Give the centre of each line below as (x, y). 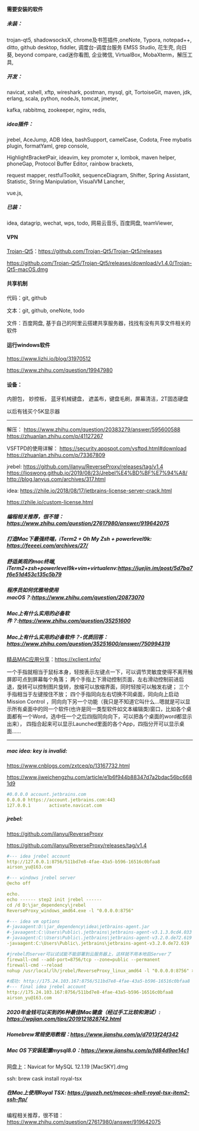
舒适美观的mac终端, (31, 561)
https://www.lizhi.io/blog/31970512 (49, 359)
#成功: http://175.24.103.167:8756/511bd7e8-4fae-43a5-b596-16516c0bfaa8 (99, 982)
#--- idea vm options (33, 921)
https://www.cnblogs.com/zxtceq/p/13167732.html (68, 766)
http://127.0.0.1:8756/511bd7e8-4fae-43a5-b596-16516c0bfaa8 (84, 862)
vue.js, (15, 193)
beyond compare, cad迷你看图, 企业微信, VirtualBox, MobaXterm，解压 (101, 55)
